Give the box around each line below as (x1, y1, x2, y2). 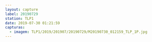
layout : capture (5, 7, 38, 12)
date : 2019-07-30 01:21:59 (5, 20, 60, 26)
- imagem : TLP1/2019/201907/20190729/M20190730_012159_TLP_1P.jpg (9, 29, 148, 34)
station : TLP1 (5, 16, 34, 21)
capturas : (5, 25, 25, 30)
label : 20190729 (5, 12, 38, 16)
